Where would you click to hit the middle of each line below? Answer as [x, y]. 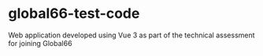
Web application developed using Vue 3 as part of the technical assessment [131, 35]
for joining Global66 [40, 43]
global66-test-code [74, 14]
